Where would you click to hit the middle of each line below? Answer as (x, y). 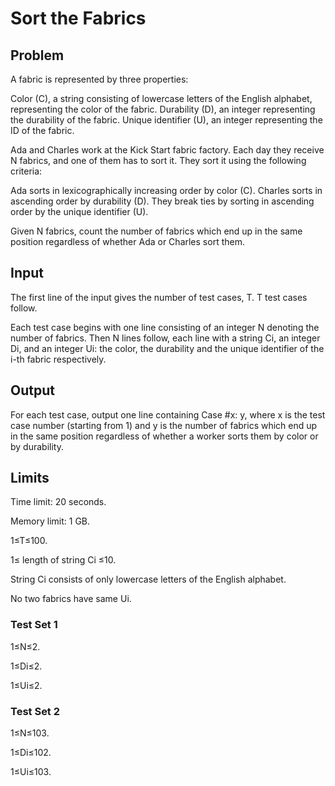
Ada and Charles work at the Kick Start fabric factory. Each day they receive (167, 150)
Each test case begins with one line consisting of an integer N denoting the (165, 327)
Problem (37, 55)
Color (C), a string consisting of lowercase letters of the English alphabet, (161, 98)
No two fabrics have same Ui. (71, 599)
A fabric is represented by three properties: (99, 79)
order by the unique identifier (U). (79, 211)
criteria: (26, 171)
